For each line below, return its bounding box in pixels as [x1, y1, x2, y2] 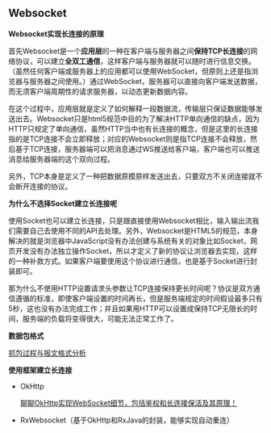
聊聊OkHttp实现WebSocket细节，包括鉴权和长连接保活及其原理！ [19, 397, 238, 407]
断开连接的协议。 [15, 181, 73, 191]
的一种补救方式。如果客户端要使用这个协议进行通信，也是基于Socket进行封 [8, 256, 258, 266]
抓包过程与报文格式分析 [8, 347, 86, 358]
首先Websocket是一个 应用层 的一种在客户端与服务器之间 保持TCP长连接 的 [8, 46, 252, 56]
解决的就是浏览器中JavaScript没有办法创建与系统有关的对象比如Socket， [8, 236, 251, 246]
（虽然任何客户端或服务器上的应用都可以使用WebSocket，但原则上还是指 [8, 66, 252, 76]
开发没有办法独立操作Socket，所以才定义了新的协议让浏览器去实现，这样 [15, 246, 258, 255]
